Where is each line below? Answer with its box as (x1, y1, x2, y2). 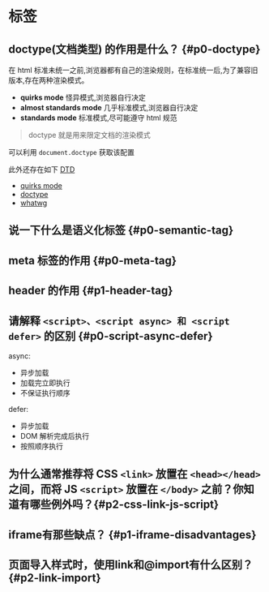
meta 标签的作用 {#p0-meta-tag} (8, 253, 177, 268)
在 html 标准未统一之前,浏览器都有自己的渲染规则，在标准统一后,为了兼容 (8, 66, 251, 75)
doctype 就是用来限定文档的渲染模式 (28, 131, 152, 139)
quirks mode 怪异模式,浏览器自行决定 (19, 92, 146, 102)
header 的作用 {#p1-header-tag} (8, 284, 173, 298)
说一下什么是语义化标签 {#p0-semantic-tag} (8, 224, 234, 238)
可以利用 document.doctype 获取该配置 (8, 148, 135, 157)
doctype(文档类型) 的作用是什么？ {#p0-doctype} (8, 42, 261, 56)
